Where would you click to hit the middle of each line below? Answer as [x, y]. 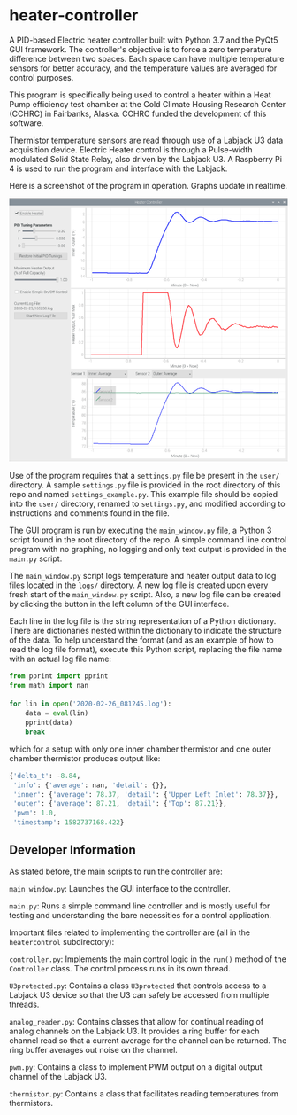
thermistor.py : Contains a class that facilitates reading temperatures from [144, 1093]
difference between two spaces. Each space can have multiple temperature [147, 58]
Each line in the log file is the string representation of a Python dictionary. [143, 620]
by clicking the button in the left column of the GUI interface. [119, 604]
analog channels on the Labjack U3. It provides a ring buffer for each [134, 1031]
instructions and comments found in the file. [89, 513]
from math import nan [49, 685]
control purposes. [42, 77]
